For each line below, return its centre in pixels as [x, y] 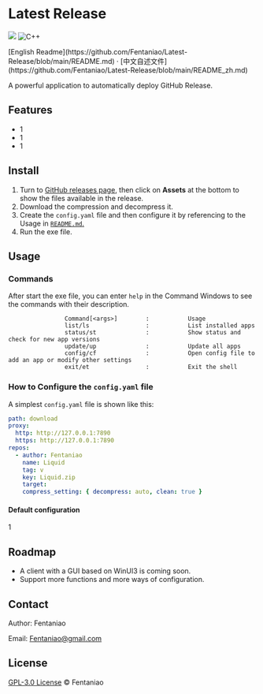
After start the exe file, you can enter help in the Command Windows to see [130, 296]
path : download [33, 419]
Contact [28, 604]
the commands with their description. [69, 304]
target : [35, 485]
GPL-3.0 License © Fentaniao [56, 682]
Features [30, 110]
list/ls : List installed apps [160, 326]
